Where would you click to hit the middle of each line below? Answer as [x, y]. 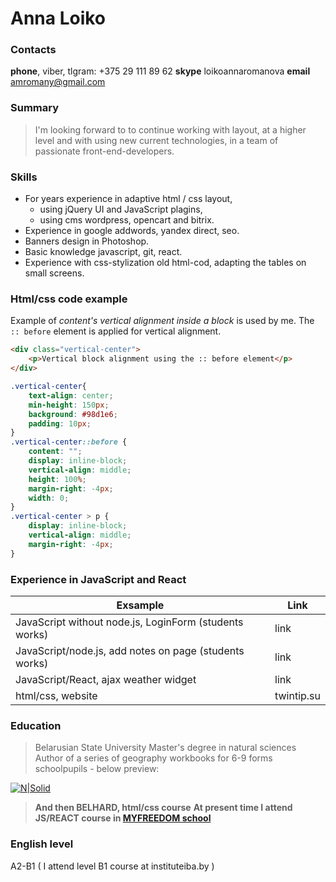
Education [36, 725]
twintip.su [297, 695]
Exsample [140, 605]
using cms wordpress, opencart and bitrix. [127, 220]
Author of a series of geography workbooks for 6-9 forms [153, 758]
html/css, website [56, 695]
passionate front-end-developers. [104, 151]
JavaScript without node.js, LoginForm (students [129, 622]
